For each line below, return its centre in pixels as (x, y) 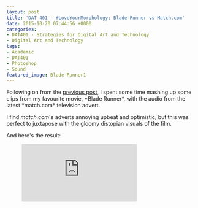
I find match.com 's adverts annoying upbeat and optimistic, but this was (97, 117)
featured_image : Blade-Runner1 (46, 75)
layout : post (23, 12)
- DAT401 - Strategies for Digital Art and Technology (78, 35)
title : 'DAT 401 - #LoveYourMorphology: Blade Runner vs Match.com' (96, 18)
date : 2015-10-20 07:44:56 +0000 (49, 23)
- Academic (20, 52)
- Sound (16, 69)
